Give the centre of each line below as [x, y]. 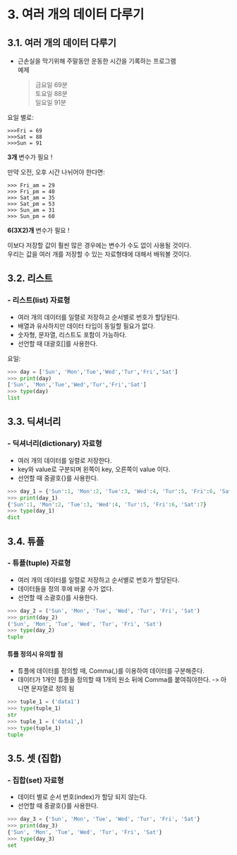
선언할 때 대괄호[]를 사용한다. [57, 344]
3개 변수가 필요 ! [30, 157]
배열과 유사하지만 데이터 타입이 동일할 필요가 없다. [86, 326]
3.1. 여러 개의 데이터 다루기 [62, 43]
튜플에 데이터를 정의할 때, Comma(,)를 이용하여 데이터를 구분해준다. [111, 671]
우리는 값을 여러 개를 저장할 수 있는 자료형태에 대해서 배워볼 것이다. [99, 254]
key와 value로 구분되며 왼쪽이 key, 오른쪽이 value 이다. [94, 469]
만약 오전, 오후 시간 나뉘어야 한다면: [56, 172]
